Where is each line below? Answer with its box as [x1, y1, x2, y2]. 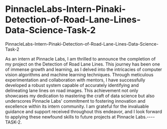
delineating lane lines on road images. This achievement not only [5, 87, 139, 93]
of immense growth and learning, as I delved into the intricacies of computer [5, 66, 163, 72]
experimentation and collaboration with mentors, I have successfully [5, 77, 146, 83]
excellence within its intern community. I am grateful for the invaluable [5, 103, 149, 109]
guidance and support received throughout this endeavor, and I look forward [5, 108, 163, 115]
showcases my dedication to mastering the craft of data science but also [5, 93, 155, 99]
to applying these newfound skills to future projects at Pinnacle [5, 114, 135, 120]
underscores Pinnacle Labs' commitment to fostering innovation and [5, 98, 146, 104]
